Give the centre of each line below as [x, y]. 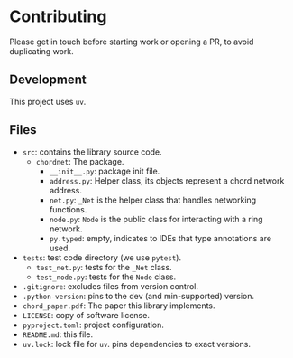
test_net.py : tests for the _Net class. [104, 267]
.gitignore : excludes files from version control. [110, 286]
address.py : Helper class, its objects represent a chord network [167, 180]
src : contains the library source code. [92, 152]
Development [48, 80]
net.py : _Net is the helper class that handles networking [153, 200]
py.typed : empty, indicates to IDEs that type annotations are [160, 238]
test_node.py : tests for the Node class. [106, 277]
